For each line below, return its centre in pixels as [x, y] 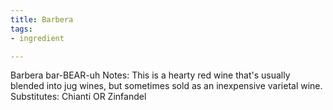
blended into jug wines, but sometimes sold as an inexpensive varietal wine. [166, 86]
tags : [21, 29]
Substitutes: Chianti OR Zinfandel [78, 97]
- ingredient [37, 38]
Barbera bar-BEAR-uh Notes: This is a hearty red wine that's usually [150, 75]
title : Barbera [42, 19]
